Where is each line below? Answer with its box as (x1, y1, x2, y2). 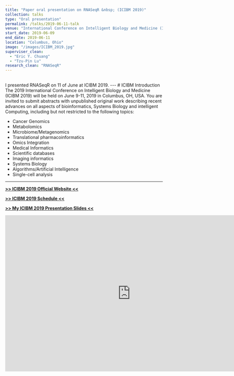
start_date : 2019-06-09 (5, 30, 55, 35)
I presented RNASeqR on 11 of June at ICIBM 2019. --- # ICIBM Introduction (5, 82, 160, 88)
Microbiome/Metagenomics (12, 129, 69, 135)
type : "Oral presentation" (5, 16, 61, 21)
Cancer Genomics (12, 118, 50, 124)
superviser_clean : (5, 49, 43, 54)
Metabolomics (12, 123, 42, 130)
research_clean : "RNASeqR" (5, 63, 61, 68)
